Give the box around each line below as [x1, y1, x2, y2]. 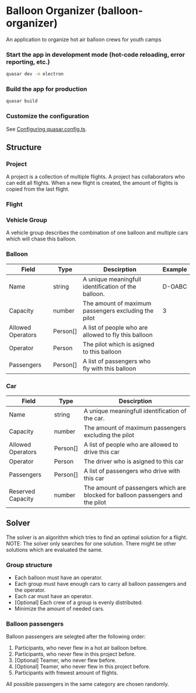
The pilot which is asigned [82, 340, 155, 348]
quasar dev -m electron [6, 71, 64, 77]
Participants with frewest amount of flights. [14, 669, 118, 677]
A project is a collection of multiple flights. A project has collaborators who [6, 173, 185, 180]
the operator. [14, 586, 46, 593]
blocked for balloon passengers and [83, 491, 183, 499]
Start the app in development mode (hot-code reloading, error [6, 50, 185, 59]
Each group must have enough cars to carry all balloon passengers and [14, 581, 187, 588]
